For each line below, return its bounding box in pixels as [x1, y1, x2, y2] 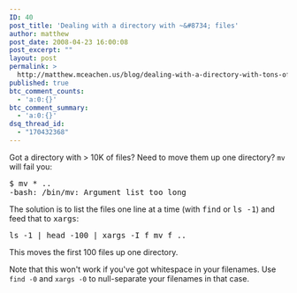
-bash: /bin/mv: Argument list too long [9, 187, 187, 197]
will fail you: [9, 161, 53, 172]
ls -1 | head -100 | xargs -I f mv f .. [9, 230, 187, 240]
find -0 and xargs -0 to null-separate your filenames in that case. [9, 273, 250, 283]
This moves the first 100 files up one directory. [9, 246, 179, 257]
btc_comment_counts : [9, 86, 86, 95]
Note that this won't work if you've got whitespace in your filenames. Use [9, 264, 277, 274]
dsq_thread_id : [9, 120, 65, 129]
